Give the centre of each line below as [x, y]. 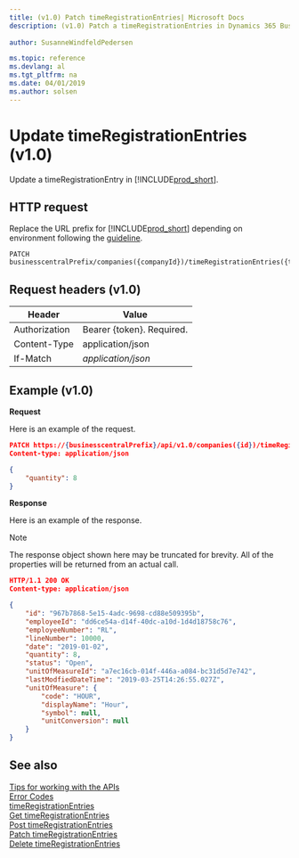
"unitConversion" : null [85, 721]
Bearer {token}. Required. [135, 330]
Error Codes [32, 796]
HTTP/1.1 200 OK [39, 581]
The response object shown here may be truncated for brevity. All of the [141, 555]
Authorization [42, 330]
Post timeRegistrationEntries [61, 824]
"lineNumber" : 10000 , [65, 638]
